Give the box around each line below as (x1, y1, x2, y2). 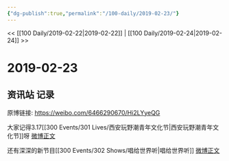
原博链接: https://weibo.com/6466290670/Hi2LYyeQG (7, 108, 160, 116)
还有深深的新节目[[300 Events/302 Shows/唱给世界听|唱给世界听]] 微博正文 (7, 146, 220, 154)
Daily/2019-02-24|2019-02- (143, 29, 223, 37)
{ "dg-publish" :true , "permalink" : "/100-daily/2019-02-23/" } (7, 10, 180, 17)
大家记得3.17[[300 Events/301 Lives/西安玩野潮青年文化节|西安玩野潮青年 (7, 123, 213, 131)
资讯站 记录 (7, 89, 55, 101)
